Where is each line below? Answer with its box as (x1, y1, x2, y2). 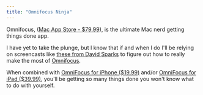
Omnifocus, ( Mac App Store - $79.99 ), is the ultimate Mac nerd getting (6, 26, 185, 33)
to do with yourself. (6, 82, 55, 89)
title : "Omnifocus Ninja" (6, 9, 72, 15)
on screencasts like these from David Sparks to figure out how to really (6, 50, 185, 58)
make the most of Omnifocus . (6, 57, 81, 64)
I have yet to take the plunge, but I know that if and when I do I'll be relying (6, 44, 194, 51)
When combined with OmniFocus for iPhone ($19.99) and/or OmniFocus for (6, 68, 197, 76)
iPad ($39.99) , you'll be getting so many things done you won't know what (6, 75, 194, 82)
